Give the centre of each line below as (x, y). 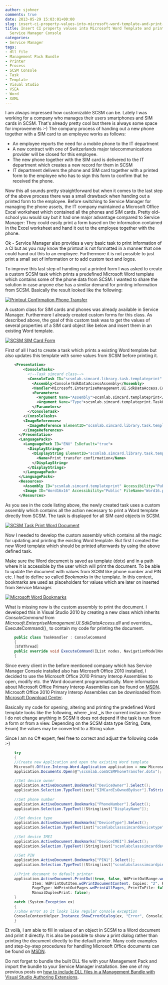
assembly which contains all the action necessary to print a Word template (82, 510)
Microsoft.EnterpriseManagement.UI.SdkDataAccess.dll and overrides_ (79, 623)
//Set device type (33, 818)
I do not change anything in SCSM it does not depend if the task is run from (83, 718)
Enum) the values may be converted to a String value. (60, 728)
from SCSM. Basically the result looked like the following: (64, 290)
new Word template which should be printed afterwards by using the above (82, 546)
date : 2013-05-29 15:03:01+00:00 (40, 19)
